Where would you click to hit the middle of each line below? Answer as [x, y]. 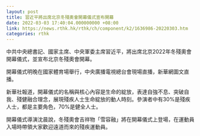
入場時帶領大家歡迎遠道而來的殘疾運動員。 [59, 127]
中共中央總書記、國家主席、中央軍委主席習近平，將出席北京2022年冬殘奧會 [99, 52]
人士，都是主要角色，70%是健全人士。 [54, 107]
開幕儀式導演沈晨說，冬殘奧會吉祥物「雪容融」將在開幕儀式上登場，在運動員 [100, 119]
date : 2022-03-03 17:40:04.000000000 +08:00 [62, 23]
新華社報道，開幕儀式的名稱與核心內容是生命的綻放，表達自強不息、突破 [95, 92]
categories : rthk [28, 34]
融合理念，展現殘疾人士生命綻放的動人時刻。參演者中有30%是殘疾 [109, 100]
